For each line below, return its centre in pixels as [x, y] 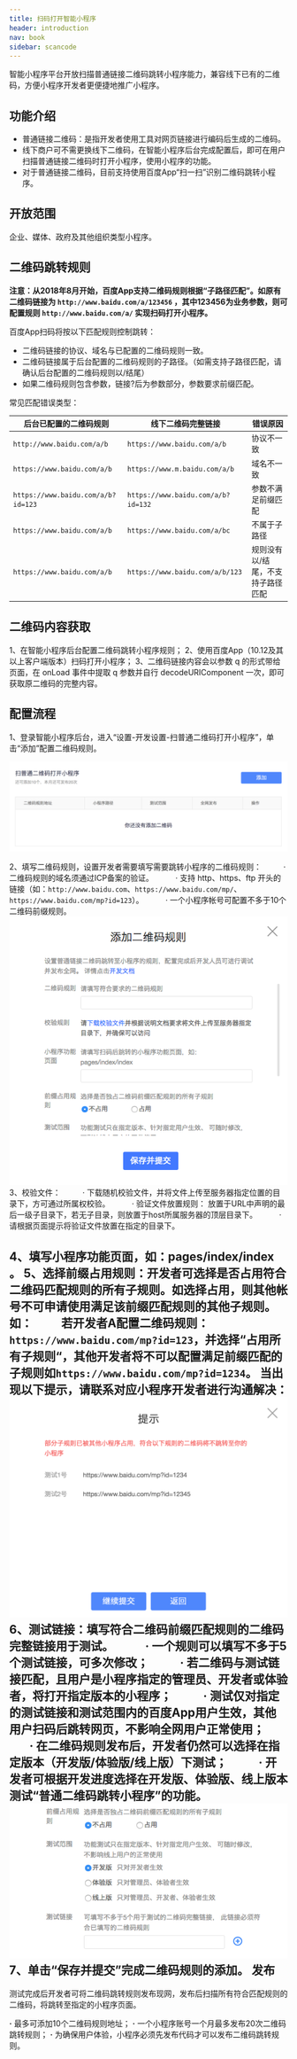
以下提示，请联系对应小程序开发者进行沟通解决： [154, 1389]
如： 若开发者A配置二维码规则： [109, 1323]
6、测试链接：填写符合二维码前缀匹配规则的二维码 [147, 1630]
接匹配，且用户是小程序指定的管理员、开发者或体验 [148, 1679]
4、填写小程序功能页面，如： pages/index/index [142, 1256]
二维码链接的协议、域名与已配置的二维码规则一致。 [115, 350]
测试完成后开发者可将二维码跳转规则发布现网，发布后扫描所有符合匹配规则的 [148, 1993]
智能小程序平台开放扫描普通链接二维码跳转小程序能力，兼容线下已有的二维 [145, 74]
